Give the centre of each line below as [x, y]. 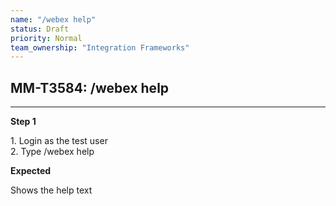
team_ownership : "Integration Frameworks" [100, 47]
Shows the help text [51, 190]
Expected [31, 171]
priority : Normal [46, 38]
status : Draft [40, 29]
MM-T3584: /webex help [90, 87]
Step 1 [23, 122]
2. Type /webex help [52, 152]
